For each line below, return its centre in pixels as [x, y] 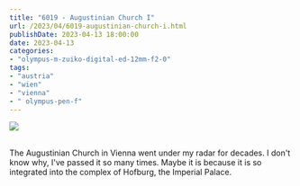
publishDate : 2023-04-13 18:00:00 [74, 34]
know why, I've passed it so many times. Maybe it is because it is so [136, 163]
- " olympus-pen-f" [46, 101]
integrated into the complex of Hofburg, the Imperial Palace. [121, 173]
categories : [32, 51]
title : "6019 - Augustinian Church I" [82, 18]
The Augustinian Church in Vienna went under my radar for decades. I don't [150, 153]
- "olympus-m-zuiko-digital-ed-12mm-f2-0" [90, 59]
